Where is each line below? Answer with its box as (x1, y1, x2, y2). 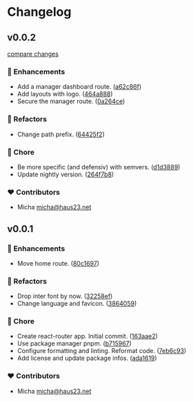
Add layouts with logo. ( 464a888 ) (17, 90, 113, 98)
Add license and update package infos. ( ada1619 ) (17, 354, 157, 362)
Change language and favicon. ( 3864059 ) (17, 299, 137, 308)
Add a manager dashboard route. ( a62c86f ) (17, 83, 142, 91)
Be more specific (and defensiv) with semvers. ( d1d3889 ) (17, 162, 181, 171)
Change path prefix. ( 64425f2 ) (17, 130, 105, 138)
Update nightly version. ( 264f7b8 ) (17, 170, 114, 178)
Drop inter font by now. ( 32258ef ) (17, 292, 113, 300)
